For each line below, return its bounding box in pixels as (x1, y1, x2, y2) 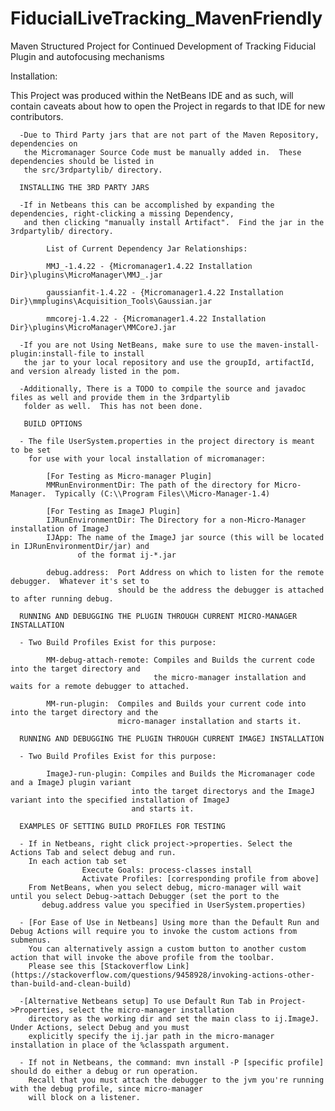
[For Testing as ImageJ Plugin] (46, 506, 182, 516)
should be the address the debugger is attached (117, 585, 325, 595)
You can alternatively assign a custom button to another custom (28, 943, 307, 954)
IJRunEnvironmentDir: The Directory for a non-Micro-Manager (46, 515, 307, 525)
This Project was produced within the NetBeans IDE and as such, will (10, 89, 294, 101)
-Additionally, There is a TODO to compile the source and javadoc (19, 383, 307, 394)
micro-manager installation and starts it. (117, 716, 302, 726)
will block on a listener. (28, 1092, 141, 1102)
